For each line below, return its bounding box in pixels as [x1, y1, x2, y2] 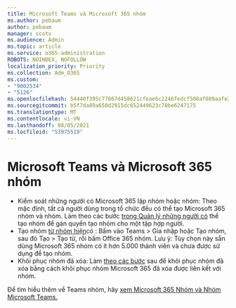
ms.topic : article [7, 43, 61, 50]
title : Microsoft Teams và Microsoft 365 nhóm [7, 10, 146, 18]
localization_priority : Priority [7, 63, 105, 70]
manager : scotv [7, 30, 52, 37]
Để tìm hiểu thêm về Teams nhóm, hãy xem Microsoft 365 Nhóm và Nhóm [7, 285, 221, 294]
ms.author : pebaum [7, 17, 61, 24]
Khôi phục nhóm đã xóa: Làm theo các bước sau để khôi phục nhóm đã [17, 257, 224, 265]
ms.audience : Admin [7, 37, 65, 44]
